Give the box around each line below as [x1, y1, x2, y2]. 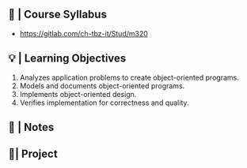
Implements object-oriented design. [19, 89, 137, 99]
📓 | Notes [8, 121, 55, 134]
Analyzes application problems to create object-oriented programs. [19, 73, 239, 82]
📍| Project [8, 147, 58, 161]
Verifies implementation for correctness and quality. [19, 98, 189, 107]
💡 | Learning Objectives [8, 52, 127, 65]
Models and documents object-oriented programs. [19, 80, 185, 91]
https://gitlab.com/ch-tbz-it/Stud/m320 [19, 28, 149, 38]
